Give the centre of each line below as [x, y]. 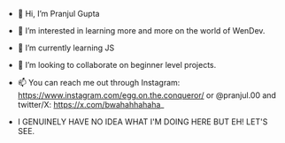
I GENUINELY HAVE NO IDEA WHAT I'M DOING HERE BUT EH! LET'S [142, 122]
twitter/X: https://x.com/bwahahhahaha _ [91, 105]
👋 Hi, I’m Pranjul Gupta [58, 14]
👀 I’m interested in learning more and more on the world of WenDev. [141, 30]
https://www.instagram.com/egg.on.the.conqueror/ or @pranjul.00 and [147, 95]
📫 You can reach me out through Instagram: [99, 83]
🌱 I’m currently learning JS [66, 48]
